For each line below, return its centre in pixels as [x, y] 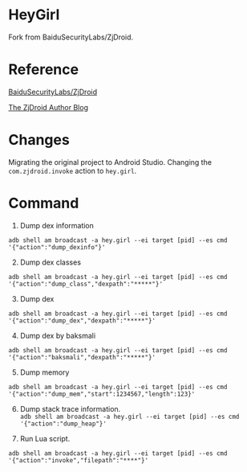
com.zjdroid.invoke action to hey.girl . [73, 170]
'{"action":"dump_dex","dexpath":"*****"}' [82, 320]
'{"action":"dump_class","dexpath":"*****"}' [85, 284]
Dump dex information [57, 225]
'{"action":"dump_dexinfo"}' [57, 247]
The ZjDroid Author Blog [48, 107]
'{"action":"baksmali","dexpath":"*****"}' [82, 357]
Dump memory [45, 372]
